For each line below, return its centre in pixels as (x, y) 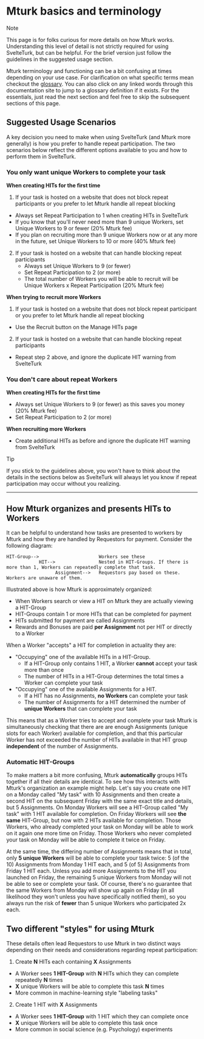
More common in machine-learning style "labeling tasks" (86, 993)
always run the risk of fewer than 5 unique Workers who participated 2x (96, 903)
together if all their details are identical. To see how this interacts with (93, 782)
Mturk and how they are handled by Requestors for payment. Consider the (99, 539)
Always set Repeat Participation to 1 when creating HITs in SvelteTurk (102, 216)
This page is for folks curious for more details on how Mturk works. (90, 40)
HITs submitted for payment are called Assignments (80, 621)
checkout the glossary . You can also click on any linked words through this (100, 84)
